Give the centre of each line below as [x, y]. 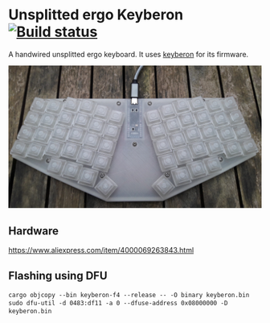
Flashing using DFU [58, 275]
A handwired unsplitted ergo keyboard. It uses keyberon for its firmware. [129, 54]
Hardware [33, 231]
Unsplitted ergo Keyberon [96, 15]
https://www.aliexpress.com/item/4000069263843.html [101, 251]
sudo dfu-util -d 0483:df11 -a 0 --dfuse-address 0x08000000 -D [118, 304]
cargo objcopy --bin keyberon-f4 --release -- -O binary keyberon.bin [129, 296]
